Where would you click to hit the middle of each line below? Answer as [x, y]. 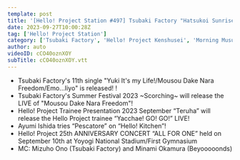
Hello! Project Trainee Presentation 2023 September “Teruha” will [114, 110]
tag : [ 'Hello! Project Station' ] [57, 34]
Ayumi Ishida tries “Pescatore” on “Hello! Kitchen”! [92, 126]
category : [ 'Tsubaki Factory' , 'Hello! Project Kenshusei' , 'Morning [113, 41]
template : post [30, 14]
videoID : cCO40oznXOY [40, 54]
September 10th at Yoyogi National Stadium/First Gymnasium [107, 141]
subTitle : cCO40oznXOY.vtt [47, 60]
